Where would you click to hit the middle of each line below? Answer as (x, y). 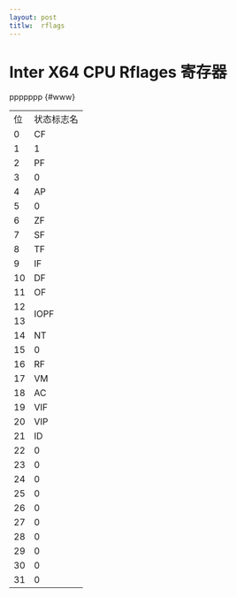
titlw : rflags (37, 26)
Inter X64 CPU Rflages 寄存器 (118, 72)
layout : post (33, 17)
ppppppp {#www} (42, 97)
